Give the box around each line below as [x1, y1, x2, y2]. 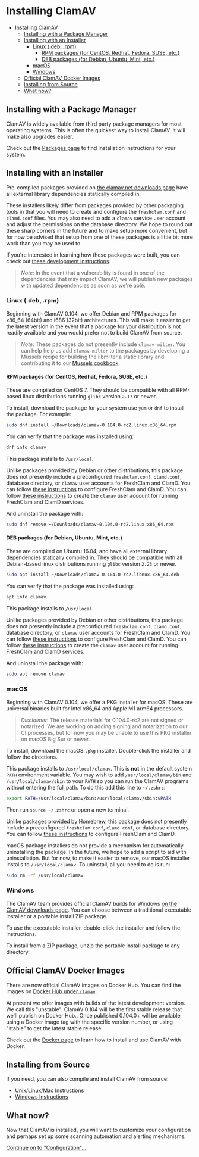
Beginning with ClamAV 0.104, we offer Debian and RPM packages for [6, 310, 177, 317]
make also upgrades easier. [6, 133, 74, 140]
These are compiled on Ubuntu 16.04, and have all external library [6, 547, 168, 554]
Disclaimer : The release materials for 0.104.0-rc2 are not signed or [20, 716, 184, 723]
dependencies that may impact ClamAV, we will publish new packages [20, 275, 193, 282]
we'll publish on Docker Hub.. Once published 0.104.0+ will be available [6, 1012, 181, 1019]
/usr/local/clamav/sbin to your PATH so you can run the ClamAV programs [6, 777, 189, 784]
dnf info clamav [6, 444, 46, 450]
